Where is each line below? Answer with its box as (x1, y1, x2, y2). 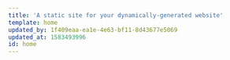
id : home (8, 41, 37, 48)
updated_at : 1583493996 (8, 33, 87, 41)
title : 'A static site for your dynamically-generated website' (8, 11, 224, 19)
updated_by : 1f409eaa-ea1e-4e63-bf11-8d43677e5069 (8, 26, 178, 34)
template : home (8, 19, 58, 26)
